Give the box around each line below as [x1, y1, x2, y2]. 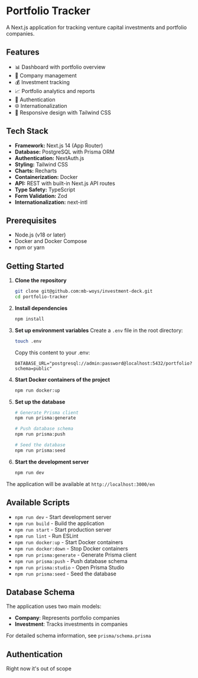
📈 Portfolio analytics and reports [14, 87, 96, 94]
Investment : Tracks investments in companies [14, 621, 128, 628]
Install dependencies [14, 304, 68, 312]
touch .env [14, 338, 42, 344]
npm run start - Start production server [14, 526, 112, 533]
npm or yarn [14, 244, 45, 251]
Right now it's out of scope [6, 665, 72, 672]
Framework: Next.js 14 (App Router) [14, 142, 103, 149]
